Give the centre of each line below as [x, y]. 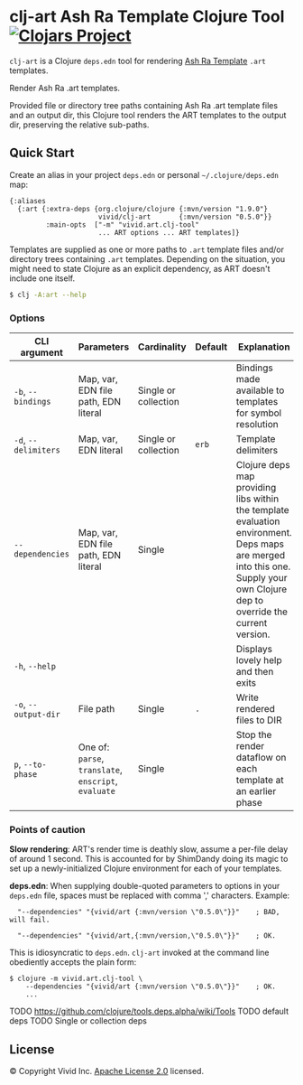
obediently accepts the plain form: [73, 962]
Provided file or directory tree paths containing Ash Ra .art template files [143, 105]
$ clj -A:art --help [48, 295]
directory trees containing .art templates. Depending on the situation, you [147, 258]
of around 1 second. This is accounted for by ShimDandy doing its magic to [149, 859]
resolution [257, 424]
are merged [261, 555]
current [252, 622]
